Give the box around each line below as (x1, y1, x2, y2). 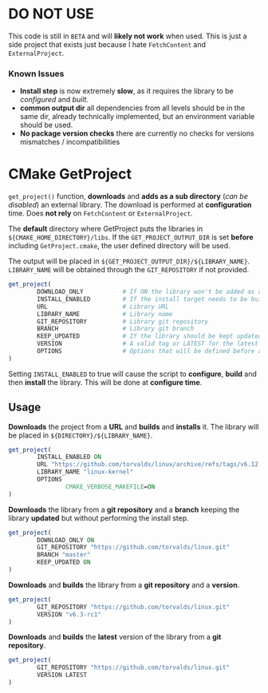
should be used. (19, 121, 73, 130)
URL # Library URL (37, 303, 170, 311)
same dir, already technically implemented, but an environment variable (19, 112, 255, 121)
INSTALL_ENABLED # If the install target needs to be (37, 295, 248, 303)
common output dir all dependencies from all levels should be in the (19, 103, 246, 113)
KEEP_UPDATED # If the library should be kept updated (37, 332, 262, 340)
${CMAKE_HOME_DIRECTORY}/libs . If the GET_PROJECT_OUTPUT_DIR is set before (8, 232, 254, 242)
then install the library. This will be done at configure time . (8, 377, 203, 387)
